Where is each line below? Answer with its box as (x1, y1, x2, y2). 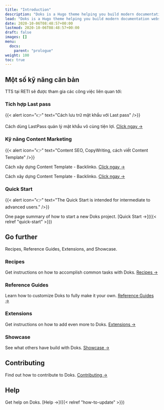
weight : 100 (5, 52, 29, 58)
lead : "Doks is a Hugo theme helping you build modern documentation (5, 16, 150, 21)
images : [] (5, 35, 27, 40)
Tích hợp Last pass (5, 101, 51, 107)
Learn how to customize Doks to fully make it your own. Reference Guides (5, 293, 154, 299)
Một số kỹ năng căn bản (5, 76, 80, 84)
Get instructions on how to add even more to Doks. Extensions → (5, 321, 136, 327)
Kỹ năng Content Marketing (5, 136, 72, 143)
